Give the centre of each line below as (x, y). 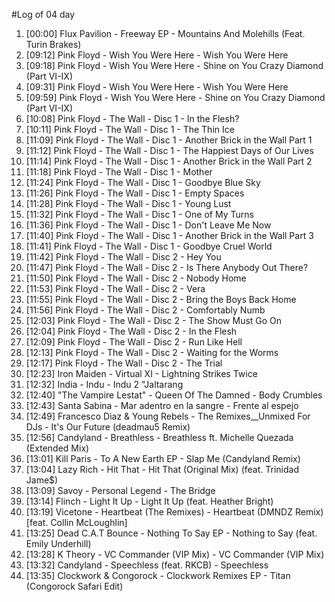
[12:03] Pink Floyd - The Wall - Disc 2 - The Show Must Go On (154, 320)
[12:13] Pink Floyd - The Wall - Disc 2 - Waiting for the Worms (152, 352)
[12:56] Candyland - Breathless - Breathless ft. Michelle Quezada (159, 437)
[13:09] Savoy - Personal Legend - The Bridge (120, 490)
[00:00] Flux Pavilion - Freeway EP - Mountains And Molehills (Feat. (165, 33)
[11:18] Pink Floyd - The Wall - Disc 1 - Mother (119, 172)
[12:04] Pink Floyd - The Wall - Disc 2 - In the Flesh (131, 331)
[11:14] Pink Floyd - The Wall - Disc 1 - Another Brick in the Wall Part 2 (169, 161)
